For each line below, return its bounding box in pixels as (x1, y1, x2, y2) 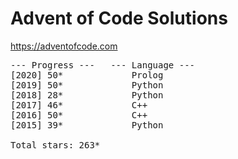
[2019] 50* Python (10, 79, 164, 91)
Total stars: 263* (10, 139, 101, 151)
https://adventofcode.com (10, 40, 118, 52)
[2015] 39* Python (10, 119, 164, 131)
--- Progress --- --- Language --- (10, 59, 196, 71)
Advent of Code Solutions (10, 7, 228, 30)
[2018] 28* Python (10, 89, 164, 101)
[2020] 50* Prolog (10, 69, 164, 81)
